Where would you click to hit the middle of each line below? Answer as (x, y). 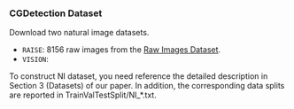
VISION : (35, 59)
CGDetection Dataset (56, 13)
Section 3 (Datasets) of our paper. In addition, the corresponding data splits (147, 86)
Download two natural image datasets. (79, 33)
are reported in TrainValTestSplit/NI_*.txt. (83, 95)
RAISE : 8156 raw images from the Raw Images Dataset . (121, 50)
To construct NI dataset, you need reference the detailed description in (139, 76)
